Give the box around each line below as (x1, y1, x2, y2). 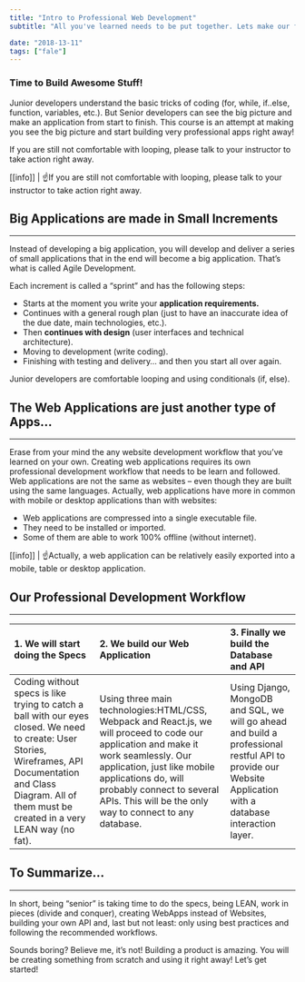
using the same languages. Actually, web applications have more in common (9, 485, 296, 496)
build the (230, 637, 270, 650)
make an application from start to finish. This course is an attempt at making (9, 116, 294, 127)
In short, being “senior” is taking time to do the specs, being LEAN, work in (9, 898, 289, 908)
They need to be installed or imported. (22, 522, 166, 533)
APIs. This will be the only (99, 794, 209, 807)
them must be (14, 800, 73, 813)
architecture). (22, 337, 74, 348)
